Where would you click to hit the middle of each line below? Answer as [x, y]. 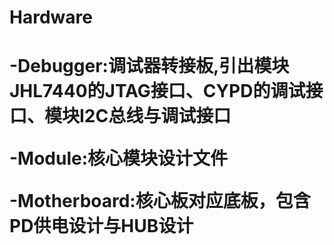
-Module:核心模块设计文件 [119, 158]
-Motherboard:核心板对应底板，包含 [160, 201]
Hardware [51, 17]
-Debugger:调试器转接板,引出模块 [149, 66]
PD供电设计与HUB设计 [101, 226]
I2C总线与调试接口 [155, 116]
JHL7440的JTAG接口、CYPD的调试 [157, 91]
